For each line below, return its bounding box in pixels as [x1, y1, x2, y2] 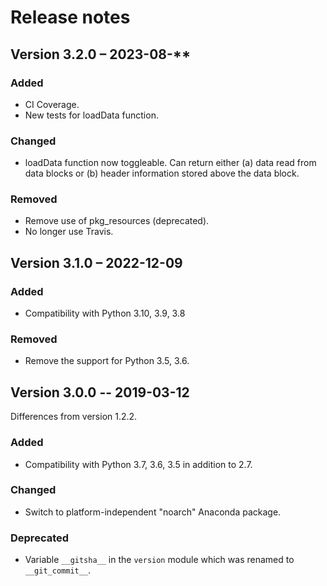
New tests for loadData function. [24, 109, 159, 121]
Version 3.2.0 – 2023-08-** [10, 46, 192, 63]
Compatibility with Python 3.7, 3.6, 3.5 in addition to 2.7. [24, 458, 253, 470]
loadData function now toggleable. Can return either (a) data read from [24, 157, 317, 169]
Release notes [10, 6, 131, 29]
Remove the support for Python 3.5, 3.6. [24, 355, 190, 367]
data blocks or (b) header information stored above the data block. [24, 167, 300, 180]
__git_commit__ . [24, 564, 92, 576]
